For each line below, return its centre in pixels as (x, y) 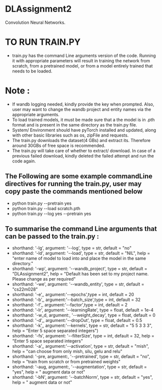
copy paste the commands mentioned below (74, 191)
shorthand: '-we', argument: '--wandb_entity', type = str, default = (78, 284)
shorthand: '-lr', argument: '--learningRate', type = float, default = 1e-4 (83, 310)
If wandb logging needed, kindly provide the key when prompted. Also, (83, 104)
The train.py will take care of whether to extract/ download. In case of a (84, 151)
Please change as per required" (44, 279)
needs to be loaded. (32, 71)
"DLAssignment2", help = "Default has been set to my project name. (80, 274)
